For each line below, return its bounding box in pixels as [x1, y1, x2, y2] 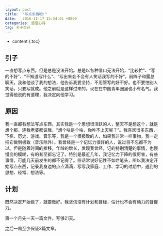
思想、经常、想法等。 [5, 169, 48, 175]
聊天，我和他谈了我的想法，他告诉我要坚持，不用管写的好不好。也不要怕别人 [5, 79, 158, 85]
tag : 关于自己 [5, 25, 31, 30]
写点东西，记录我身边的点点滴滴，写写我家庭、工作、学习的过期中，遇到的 [9, 163, 158, 169]
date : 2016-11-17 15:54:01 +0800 [5, 16, 77, 21]
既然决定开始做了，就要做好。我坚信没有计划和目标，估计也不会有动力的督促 [5, 199, 158, 205]
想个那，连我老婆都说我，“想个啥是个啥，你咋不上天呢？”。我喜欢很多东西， [5, 127, 158, 133]
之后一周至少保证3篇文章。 [5, 225, 59, 231]
